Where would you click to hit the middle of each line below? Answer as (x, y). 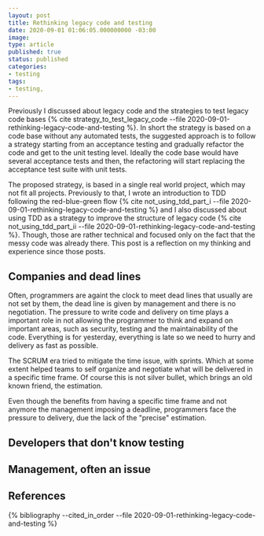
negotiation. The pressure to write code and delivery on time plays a (119, 312)
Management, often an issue (80, 469)
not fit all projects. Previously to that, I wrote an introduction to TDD (117, 193)
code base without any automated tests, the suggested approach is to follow (132, 136)
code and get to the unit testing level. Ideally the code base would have (124, 153)
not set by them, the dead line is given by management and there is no (122, 304)
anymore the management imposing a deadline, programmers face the (123, 409)
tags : (17, 81)
